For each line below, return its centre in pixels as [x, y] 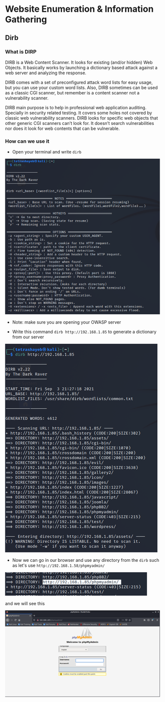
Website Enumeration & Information [79, 9]
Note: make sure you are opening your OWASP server [67, 322]
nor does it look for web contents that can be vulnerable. [62, 128]
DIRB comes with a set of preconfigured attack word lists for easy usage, [79, 82]
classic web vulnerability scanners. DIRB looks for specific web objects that [82, 118]
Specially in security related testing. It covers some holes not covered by [79, 113]
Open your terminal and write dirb [47, 152]
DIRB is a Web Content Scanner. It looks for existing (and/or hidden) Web [79, 62]
